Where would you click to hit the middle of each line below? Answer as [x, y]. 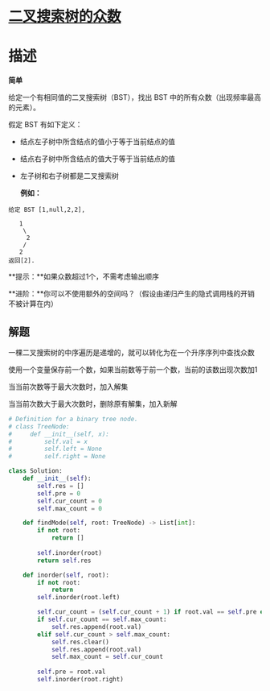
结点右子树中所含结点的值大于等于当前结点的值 [97, 159]
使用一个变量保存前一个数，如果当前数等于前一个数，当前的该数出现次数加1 [133, 369]
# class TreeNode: [39, 426]
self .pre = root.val [72, 672]
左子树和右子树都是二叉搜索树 [69, 176]
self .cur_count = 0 [70, 501]
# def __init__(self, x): [59, 434]
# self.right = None [57, 457]
